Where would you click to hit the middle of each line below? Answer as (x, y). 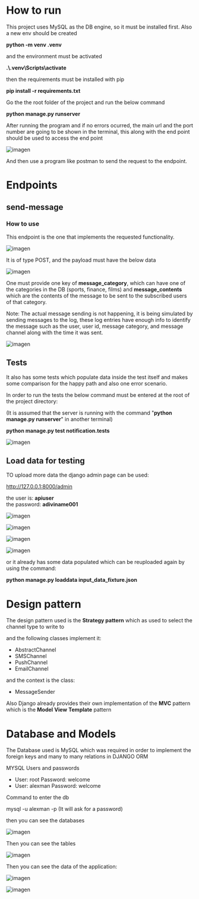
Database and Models (61, 734)
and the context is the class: (41, 680)
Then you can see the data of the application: (62, 867)
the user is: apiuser (30, 498)
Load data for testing (45, 461)
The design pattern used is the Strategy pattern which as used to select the (99, 621)
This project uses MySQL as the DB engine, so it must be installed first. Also (99, 27)
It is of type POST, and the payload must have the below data (81, 260)
